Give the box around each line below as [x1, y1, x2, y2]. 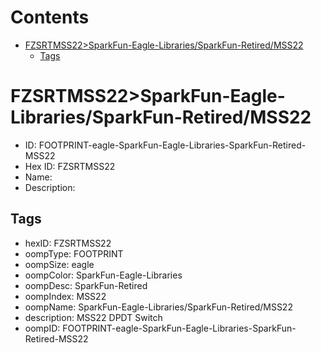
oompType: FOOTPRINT [24, 247, 124, 260]
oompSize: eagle [24, 258, 95, 270]
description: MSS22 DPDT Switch [24, 311, 163, 323]
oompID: [24, 322, 61, 334]
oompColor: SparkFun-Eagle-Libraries [24, 269, 183, 281]
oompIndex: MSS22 [24, 290, 107, 302]
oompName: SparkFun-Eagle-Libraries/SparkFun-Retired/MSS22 [24, 301, 293, 313]
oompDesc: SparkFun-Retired [24, 279, 148, 291]
